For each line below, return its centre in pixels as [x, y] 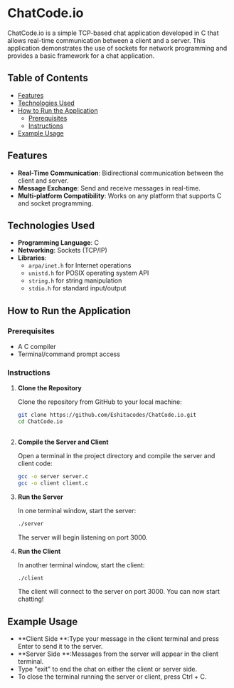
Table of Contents [48, 78]
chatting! [31, 599]
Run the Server [40, 497]
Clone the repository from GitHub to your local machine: [100, 402]
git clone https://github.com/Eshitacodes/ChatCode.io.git [107, 415]
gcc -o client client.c [53, 483]
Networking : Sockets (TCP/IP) [63, 251]
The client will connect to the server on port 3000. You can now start [119, 592]
